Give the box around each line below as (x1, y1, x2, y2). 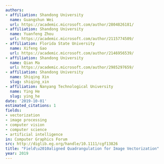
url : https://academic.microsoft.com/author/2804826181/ (10, 22, 134, 27)
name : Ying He (10, 88, 40, 94)
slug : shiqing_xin (10, 79, 50, 84)
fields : (5, 108, 22, 113)
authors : (5, 7, 24, 13)
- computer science (5, 127, 47, 132)
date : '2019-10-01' (5, 98, 47, 103)
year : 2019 (5, 151, 29, 156)
